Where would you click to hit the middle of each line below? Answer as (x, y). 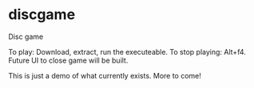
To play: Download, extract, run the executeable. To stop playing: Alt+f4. (127, 52)
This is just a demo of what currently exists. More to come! (105, 75)
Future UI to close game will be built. (68, 60)
